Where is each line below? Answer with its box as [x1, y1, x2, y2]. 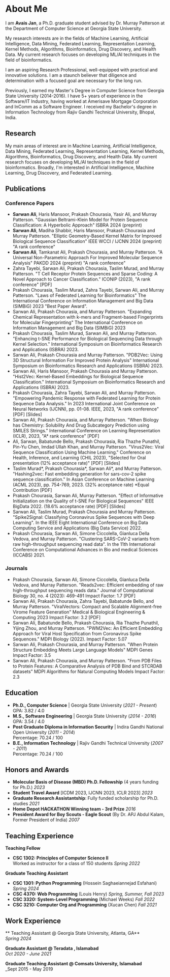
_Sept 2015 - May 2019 [5, 966, 53, 972]
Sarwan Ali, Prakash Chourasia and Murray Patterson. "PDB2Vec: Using [12, 352, 163, 358]
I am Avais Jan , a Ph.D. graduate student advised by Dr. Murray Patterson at [5, 20, 165, 26]
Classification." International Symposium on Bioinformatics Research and [12, 379, 165, 385]
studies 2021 [12, 800, 40, 807]
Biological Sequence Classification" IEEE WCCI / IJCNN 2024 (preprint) [12, 238, 162, 244]
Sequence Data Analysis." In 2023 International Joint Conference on [12, 401, 156, 407]
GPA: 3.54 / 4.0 [12, 718, 45, 724]
